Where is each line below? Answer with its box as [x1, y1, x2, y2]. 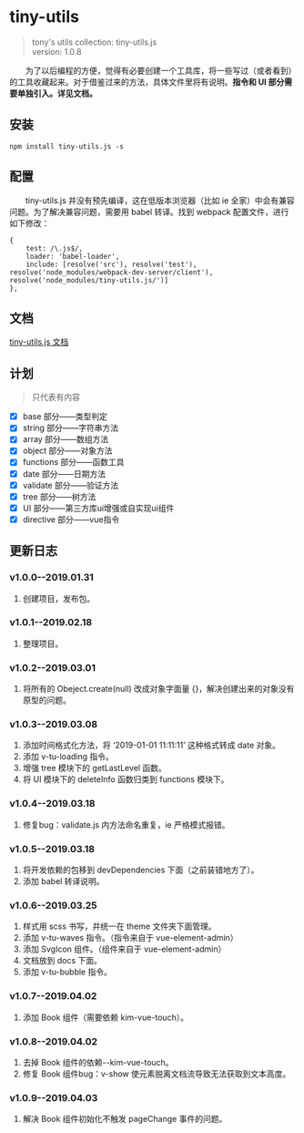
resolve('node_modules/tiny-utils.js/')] [9, 275, 169, 284]
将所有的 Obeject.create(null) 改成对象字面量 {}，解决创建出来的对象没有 [22, 684, 295, 695]
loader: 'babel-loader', [25, 252, 120, 261]
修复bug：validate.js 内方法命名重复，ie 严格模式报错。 [22, 819, 230, 830]
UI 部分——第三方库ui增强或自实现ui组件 [22, 502, 175, 513]
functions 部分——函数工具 [22, 457, 125, 468]
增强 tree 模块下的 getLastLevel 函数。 [22, 763, 167, 774]
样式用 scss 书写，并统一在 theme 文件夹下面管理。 [22, 921, 217, 932]
